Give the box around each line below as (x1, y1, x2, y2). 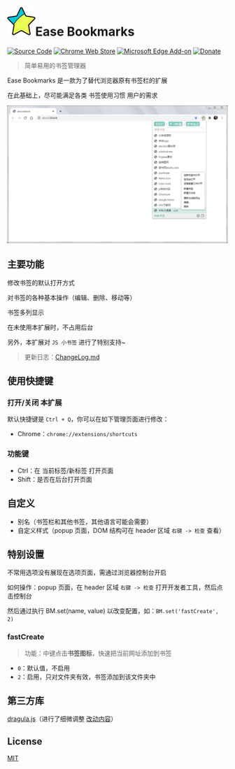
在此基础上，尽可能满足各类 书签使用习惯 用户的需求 (7, 91, 158, 99)
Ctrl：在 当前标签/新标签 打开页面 (17, 466, 114, 475)
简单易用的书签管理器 (24, 61, 86, 69)
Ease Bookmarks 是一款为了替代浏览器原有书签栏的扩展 (7, 76, 168, 85)
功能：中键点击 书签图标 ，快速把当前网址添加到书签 (24, 649, 172, 657)
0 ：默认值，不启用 (17, 663, 70, 672)
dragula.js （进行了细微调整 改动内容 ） (7, 714, 117, 723)
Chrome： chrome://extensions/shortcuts (17, 430, 138, 438)
